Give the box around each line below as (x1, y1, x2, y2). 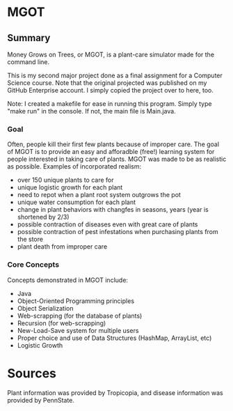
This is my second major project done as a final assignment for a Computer (7, 71, 223, 79)
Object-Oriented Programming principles (17, 297, 134, 305)
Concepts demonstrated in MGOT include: (7, 276, 129, 284)
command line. (7, 58, 50, 66)
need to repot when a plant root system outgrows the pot (17, 191, 181, 199)
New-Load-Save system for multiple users (17, 326, 139, 334)
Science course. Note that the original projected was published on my (7, 79, 207, 87)
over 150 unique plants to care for (17, 176, 114, 185)
